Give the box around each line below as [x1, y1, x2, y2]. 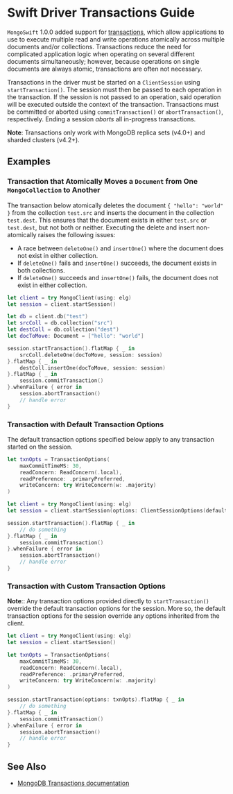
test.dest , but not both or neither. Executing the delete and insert [7, 223, 196, 232]
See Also [7, 761, 46, 773]
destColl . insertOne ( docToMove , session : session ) [19, 364, 166, 372]
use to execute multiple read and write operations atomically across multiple [7, 35, 225, 43]
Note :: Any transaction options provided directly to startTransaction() [7, 597, 209, 605]
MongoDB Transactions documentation [17, 779, 130, 788]
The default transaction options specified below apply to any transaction [7, 435, 215, 443]
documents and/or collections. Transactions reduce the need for [7, 42, 191, 51]
